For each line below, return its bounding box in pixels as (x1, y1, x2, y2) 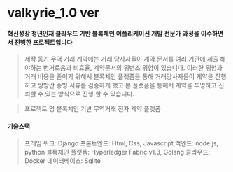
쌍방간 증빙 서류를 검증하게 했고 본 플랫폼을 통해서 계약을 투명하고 (37, 81, 217, 89)
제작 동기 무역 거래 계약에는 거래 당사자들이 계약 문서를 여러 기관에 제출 (24, 55, 219, 64)
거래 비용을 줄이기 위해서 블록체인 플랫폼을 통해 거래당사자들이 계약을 (24, 72, 213, 81)
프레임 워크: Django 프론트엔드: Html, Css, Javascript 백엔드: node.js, (24, 138, 219, 148)
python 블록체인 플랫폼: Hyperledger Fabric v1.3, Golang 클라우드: (24, 148, 211, 156)
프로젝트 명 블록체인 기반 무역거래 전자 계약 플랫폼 (24, 105, 161, 113)
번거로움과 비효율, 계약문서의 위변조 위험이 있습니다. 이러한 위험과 (43, 64, 223, 72)
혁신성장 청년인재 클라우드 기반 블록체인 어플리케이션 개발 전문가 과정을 (7, 29, 199, 38)
